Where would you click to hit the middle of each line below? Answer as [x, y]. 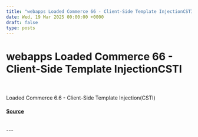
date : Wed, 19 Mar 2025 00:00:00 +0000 [55, 17]
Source [15, 111]
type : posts [21, 28]
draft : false [22, 22]
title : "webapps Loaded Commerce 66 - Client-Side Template [82, 11]
